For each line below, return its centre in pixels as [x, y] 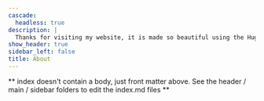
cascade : [22, 15]
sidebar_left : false [42, 52]
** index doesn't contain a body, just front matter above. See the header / [127, 81]
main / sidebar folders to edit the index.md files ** [89, 89]
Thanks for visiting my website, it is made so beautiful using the [130, 37]
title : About [29, 60]
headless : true [40, 23]
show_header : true [38, 45]
